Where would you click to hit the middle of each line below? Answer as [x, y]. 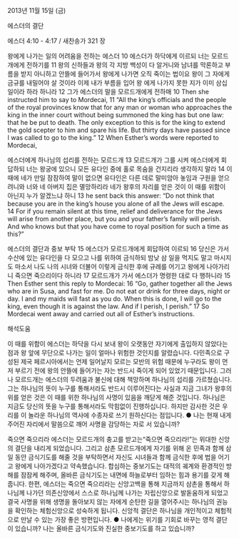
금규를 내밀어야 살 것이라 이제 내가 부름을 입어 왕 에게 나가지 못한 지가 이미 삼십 [118, 83]
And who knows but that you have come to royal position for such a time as [118, 226]
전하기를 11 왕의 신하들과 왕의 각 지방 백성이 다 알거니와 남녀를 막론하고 [124, 65]
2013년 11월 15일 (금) [37, 10]
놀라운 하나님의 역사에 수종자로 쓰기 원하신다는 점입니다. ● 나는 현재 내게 [130, 415]
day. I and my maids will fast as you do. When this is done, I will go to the [115, 299]
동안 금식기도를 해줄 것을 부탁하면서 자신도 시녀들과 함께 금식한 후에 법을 [116, 457]
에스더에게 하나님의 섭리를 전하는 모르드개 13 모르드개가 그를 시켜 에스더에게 [113, 160]
